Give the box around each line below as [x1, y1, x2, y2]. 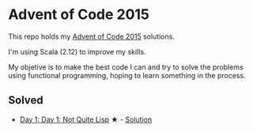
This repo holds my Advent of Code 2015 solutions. [8, 32, 176, 41]
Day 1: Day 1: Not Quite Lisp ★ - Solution [19, 115, 153, 124]
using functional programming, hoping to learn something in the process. [8, 70, 247, 80]
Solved [8, 93, 43, 107]
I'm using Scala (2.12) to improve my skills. [8, 47, 146, 56]
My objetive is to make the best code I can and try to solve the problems [8, 62, 244, 72]
